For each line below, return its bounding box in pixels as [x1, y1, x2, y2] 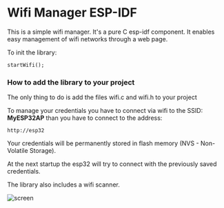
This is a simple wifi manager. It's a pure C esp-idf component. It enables [7, 28, 215, 36]
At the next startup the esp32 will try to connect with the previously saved [7, 160, 217, 168]
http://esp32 [7, 127, 45, 134]
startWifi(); [7, 61, 45, 68]
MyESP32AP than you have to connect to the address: [7, 114, 163, 122]
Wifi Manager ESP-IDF [7, 5, 138, 21]
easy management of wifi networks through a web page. [7, 34, 168, 43]
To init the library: [7, 48, 57, 56]
